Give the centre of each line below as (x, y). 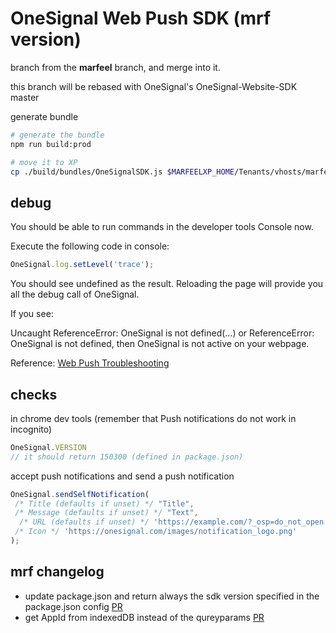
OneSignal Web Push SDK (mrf (141, 18)
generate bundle (44, 116)
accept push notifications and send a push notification (122, 476)
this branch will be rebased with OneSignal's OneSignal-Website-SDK (154, 86)
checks (34, 394)
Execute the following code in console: (90, 246)
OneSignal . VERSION (48, 447)
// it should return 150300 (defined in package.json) (127, 457)
